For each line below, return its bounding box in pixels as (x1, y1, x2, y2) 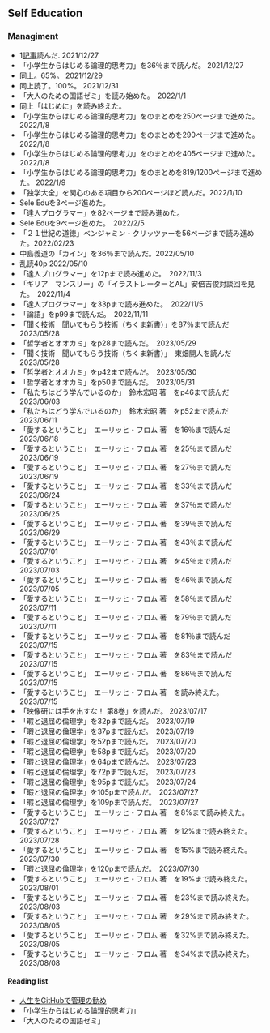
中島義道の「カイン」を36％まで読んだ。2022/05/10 (19, 248, 195, 258)
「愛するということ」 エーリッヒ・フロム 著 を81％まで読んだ (19, 631, 231, 641)
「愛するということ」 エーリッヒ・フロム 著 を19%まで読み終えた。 (19, 873, 248, 883)
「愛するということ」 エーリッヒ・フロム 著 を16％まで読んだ (19, 425, 231, 435)
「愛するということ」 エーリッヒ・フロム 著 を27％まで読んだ (19, 462, 232, 472)
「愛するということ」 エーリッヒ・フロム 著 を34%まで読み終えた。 (19, 949, 251, 958)
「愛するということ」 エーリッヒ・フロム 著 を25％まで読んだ (19, 444, 232, 453)
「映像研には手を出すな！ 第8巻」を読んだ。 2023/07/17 (19, 705, 208, 716)
